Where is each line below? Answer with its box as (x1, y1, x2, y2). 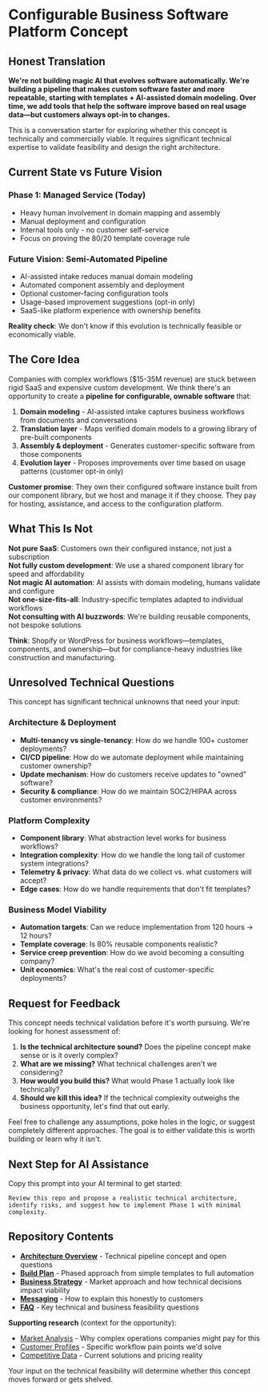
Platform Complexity (8, 815, 90, 826)
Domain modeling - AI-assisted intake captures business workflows (19, 406, 246, 416)
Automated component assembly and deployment (19, 280, 186, 289)
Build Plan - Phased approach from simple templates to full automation (19, 1268, 254, 1277)
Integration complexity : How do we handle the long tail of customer (19, 850, 246, 860)
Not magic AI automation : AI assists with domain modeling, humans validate (8, 577, 261, 587)
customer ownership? (19, 761, 92, 770)
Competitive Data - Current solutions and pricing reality (19, 1350, 203, 1360)
